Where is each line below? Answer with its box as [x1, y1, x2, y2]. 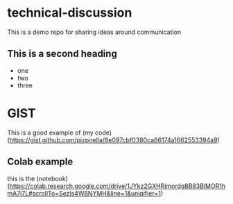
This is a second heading [7, 48, 118, 60]
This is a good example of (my [7, 128, 94, 137]
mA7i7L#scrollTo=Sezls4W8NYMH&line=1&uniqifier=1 [7, 189, 162, 197]
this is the [7, 174, 35, 182]
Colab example [7, 156, 74, 168]
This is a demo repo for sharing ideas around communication [7, 28, 182, 36]
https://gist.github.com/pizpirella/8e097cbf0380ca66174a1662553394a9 [9, 135, 218, 144]
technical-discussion [7, 5, 132, 21]
